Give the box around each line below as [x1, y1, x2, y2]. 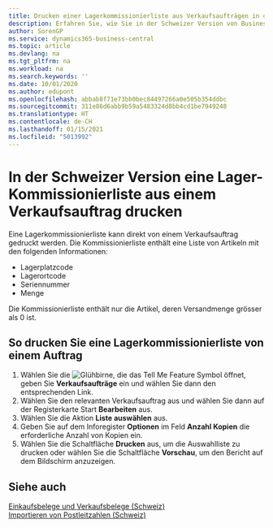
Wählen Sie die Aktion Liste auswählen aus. [19, 413, 168, 423]
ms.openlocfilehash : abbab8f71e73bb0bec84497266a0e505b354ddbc [8, 95, 227, 103]
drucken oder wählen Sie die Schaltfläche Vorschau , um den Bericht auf [19, 448, 263, 457]
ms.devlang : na [8, 50, 60, 58]
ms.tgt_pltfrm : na [8, 58, 71, 66]
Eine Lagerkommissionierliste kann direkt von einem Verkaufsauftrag [8, 229, 239, 239]
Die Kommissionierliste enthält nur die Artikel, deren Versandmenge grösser [8, 304, 262, 314]
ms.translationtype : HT [8, 110, 89, 119]
